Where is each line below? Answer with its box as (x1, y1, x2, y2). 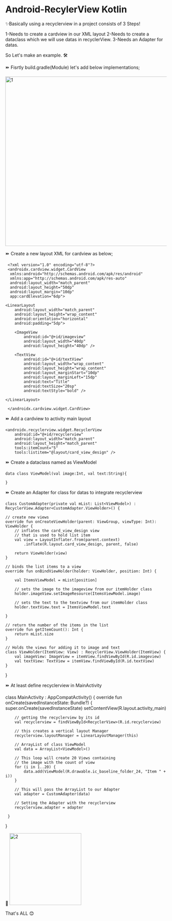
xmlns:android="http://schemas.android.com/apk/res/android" (10, 271, 143, 276)
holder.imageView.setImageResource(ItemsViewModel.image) (14, 591, 141, 596)
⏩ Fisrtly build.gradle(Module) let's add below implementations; (5, 64, 140, 70)
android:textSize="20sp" (24, 384, 77, 389)
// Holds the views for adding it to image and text (5, 645, 120, 650)
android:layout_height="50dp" (10, 285, 74, 290)
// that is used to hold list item (14, 533, 91, 538)
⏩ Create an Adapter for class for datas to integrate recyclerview (5, 489, 142, 495)
